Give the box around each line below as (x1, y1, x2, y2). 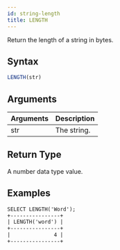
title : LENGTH (7, 17, 49, 24)
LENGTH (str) (7, 74, 42, 81)
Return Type (7, 149, 62, 161)
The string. (55, 125, 91, 135)
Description (55, 114, 95, 123)
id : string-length (7, 10, 60, 17)
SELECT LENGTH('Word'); (7, 206, 76, 213)
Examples (7, 188, 51, 199)
